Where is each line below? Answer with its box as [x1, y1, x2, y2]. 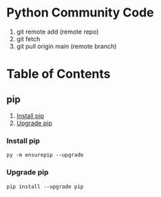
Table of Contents [6, 67, 111, 82]
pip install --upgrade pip [6, 183, 84, 190]
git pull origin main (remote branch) [16, 42, 117, 50]
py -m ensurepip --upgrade [6, 152, 84, 159]
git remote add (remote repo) [16, 27, 99, 36]
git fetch [16, 34, 41, 43]
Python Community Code [6, 5, 154, 21]
